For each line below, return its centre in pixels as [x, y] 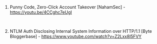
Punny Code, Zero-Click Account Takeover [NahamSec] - [67, 7]
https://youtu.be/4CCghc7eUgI [41, 12]
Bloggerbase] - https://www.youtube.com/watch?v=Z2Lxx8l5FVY [76, 36]
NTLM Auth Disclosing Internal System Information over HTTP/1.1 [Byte [81, 31]
